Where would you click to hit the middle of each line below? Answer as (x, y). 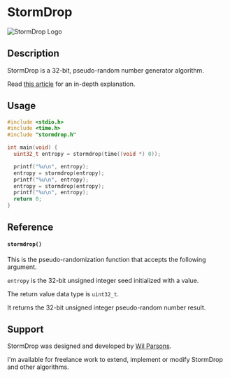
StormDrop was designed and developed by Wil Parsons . (89, 346)
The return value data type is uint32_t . (63, 293)
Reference (30, 227)
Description (33, 53)
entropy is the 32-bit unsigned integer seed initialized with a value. (103, 280)
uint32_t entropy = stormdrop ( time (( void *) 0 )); (87, 154)
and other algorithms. (38, 367)
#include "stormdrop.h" (42, 135)
